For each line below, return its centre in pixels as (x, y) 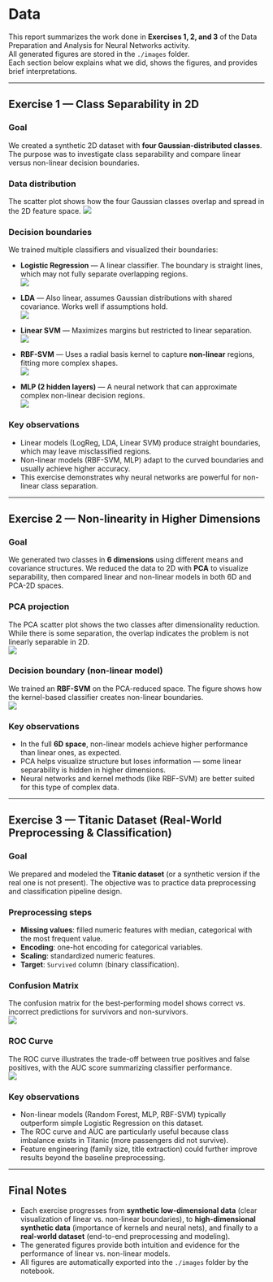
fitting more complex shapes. (69, 363)
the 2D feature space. (45, 211)
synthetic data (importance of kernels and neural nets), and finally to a (139, 1228)
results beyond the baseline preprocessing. (93, 1157)
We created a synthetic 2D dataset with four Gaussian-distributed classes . (135, 145)
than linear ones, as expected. (71, 753)
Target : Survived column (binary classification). (100, 965)
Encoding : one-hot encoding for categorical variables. (111, 947)
